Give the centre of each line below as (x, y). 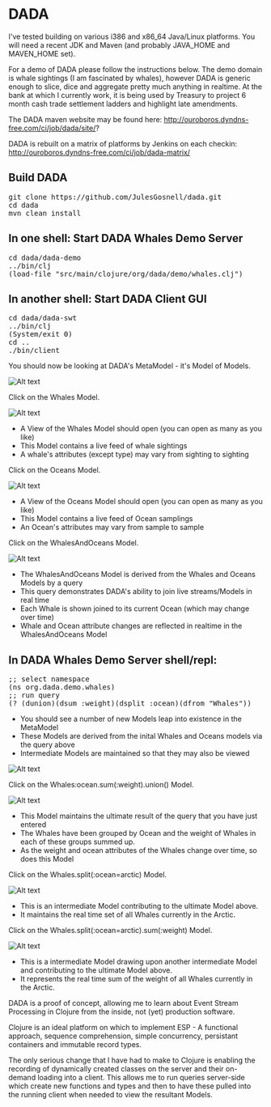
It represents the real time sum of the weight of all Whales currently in (136, 979)
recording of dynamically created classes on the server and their (116, 1069)
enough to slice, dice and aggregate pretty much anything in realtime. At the (135, 87)
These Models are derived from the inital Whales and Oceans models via (141, 736)
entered (33, 825)
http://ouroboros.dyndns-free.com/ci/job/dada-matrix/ (100, 152)
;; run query (34, 696)
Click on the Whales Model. (54, 397)
